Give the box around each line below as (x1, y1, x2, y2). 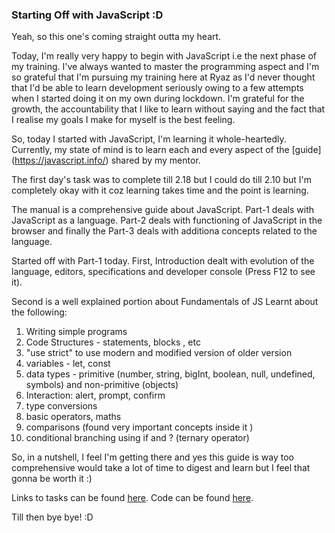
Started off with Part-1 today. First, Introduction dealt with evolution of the (11, 255, 315, 267)
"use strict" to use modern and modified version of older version (25, 347, 293, 359)
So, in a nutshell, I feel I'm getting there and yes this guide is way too (11, 451, 294, 463)
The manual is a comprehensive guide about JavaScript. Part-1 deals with (11, 204, 314, 216)
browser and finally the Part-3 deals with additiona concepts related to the (11, 225, 318, 237)
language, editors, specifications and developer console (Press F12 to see (11, 266, 316, 278)
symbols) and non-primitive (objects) (25, 379, 179, 391)
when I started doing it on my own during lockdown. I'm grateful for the (11, 93, 305, 105)
